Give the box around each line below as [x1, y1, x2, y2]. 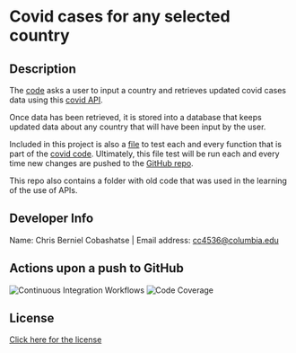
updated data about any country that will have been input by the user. [9, 121, 266, 132]
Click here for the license [9, 334, 102, 345]
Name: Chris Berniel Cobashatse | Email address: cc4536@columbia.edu [9, 234, 280, 245]
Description [9, 61, 76, 76]
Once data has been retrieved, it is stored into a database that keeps [9, 112, 262, 122]
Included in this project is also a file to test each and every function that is [9, 139, 283, 149]
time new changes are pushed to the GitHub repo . [9, 158, 195, 168]
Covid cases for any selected [9, 6, 231, 27]
